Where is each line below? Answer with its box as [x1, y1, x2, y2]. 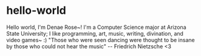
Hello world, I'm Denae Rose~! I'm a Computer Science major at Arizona [6, 23, 186, 31]
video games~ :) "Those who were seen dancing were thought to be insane [6, 36, 196, 43]
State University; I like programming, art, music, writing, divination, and [6, 30, 184, 37]
